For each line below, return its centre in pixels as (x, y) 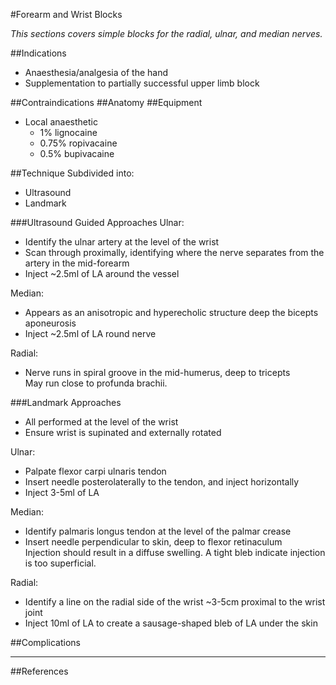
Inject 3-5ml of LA (62, 492)
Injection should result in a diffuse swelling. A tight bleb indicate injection (175, 552)
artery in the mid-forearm (77, 263)
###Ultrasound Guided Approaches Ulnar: (97, 222)
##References (39, 671)
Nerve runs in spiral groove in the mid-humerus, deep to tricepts (157, 372)
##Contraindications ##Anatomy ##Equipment (106, 102)
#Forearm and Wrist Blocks (66, 14)
